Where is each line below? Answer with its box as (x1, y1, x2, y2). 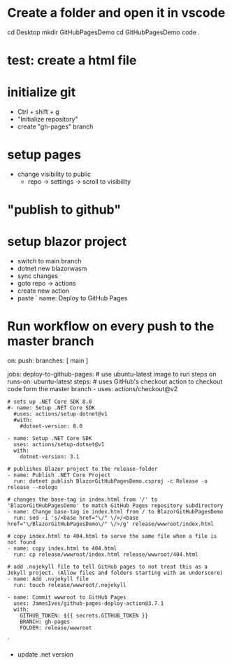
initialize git (7, 85, 76, 101)
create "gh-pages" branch (17, 122, 94, 131)
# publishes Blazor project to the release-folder (7, 466, 158, 473)
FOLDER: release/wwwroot (20, 624, 92, 631)
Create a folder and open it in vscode (7, 5, 226, 21)
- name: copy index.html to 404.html (7, 545, 117, 553)
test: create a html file (7, 52, 137, 68)
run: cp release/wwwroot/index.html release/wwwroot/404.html (13, 551, 198, 558)
